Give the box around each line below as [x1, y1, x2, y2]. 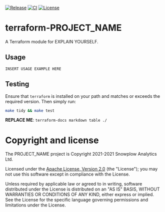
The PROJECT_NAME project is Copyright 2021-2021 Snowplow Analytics [5, 151, 157, 157]
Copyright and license [5, 135, 99, 146]
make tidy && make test [5, 108, 55, 113]
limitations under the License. [5, 202, 66, 208]
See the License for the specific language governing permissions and [5, 197, 148, 203]
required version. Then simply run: [5, 98, 76, 104]
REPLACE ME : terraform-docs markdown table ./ [5, 117, 107, 123]
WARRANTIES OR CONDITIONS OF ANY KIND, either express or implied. [5, 192, 154, 198]
